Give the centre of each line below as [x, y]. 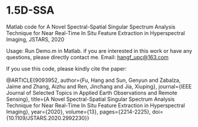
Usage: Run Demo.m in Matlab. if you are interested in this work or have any [99, 50]
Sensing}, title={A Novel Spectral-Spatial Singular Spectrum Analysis [90, 99]
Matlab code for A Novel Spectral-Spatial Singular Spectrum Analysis [91, 27]
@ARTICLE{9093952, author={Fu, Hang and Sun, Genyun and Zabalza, [93, 80]
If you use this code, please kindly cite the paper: [66, 68]
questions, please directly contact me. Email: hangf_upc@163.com [87, 57]
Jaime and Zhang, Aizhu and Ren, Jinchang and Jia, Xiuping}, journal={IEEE [99, 86]
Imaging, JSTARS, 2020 [35, 39]
